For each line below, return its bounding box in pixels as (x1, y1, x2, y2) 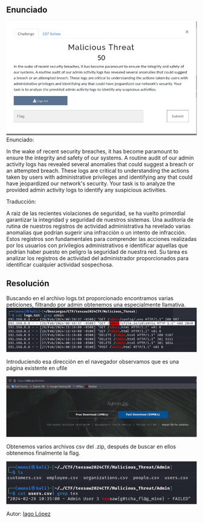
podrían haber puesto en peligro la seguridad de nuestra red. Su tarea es (6, 248, 188, 255)
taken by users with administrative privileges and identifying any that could (6, 173, 193, 181)
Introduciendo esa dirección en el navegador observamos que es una (6, 358, 179, 365)
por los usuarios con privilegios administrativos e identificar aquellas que (6, 242, 188, 249)
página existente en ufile (6, 365, 68, 372)
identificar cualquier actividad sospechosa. (6, 261, 114, 268)
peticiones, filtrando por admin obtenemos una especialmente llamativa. (6, 301, 186, 308)
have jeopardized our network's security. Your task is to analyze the (6, 179, 175, 187)
